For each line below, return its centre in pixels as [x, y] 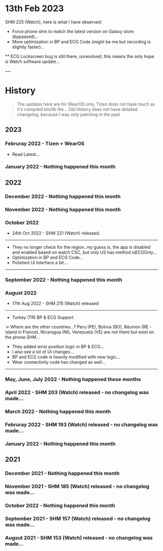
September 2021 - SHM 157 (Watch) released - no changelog [78, 518]
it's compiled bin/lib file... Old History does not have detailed [77, 109]
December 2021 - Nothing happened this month [62, 474]
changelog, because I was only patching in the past [68, 114]
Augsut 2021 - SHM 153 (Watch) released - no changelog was [79, 537]
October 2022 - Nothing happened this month [60, 505]
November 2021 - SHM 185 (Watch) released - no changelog [77, 486]
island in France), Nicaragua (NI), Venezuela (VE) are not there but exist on [80, 332]
